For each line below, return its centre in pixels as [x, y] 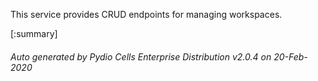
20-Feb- [290, 56]
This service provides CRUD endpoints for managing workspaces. [146, 14]
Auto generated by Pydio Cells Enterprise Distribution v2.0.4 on [141, 56]
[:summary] [34, 33]
